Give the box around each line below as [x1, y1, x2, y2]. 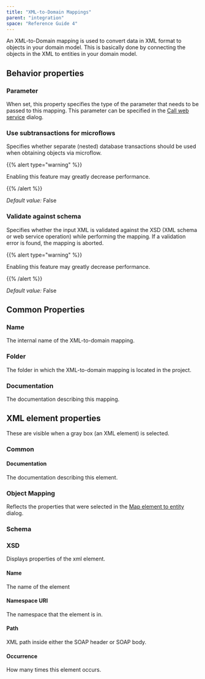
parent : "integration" [6, 15, 64, 21]
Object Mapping [6, 489, 55, 497]
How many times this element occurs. [6, 666, 102, 673]
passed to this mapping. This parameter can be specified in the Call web [6, 107, 189, 114]
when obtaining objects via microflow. [6, 149, 102, 157]
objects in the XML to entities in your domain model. [6, 50, 138, 58]
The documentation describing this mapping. [6, 395, 120, 403]
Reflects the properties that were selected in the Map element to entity [6, 503, 185, 510]
